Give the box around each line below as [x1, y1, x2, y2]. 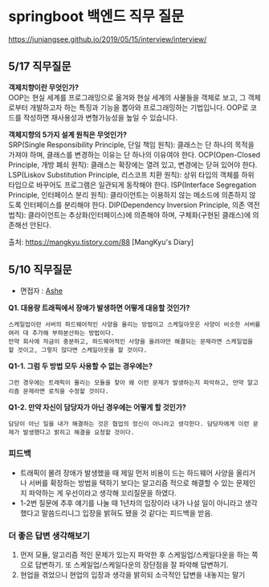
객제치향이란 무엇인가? [8, 82, 79, 92]
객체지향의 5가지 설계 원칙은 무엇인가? [8, 129, 127, 139]
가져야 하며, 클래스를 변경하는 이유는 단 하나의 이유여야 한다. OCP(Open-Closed [8, 149, 261, 159]
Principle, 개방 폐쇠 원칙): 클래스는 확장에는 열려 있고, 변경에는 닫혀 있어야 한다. [8, 160, 258, 169]
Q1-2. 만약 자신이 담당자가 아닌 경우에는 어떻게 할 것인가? [8, 402, 186, 412]
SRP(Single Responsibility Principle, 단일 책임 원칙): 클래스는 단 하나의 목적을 [8, 140, 255, 149]
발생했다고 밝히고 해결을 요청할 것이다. [22, 428, 135, 436]
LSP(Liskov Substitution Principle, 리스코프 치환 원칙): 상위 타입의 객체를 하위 [8, 169, 255, 179]
